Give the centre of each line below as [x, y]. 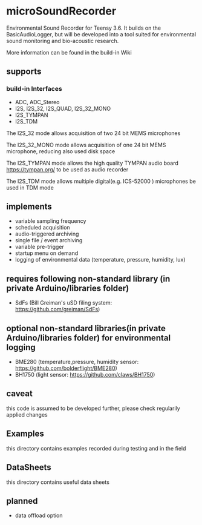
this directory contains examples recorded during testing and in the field [96, 448]
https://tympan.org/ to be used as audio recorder [67, 169]
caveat [20, 394]
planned [22, 501]
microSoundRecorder [61, 11]
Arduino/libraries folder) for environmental [89, 338]
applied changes [27, 414]
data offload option [39, 515]
